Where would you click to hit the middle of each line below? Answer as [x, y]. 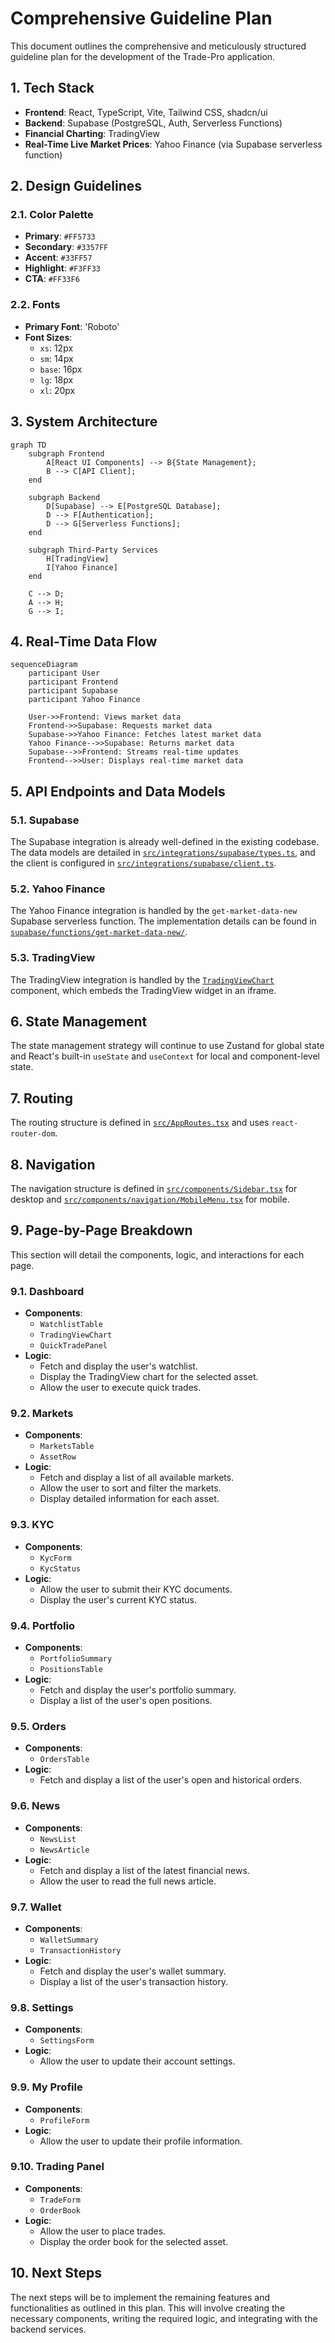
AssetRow [58, 1457]
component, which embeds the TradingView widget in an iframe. [143, 990]
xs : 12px [56, 348]
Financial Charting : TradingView [92, 133]
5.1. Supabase [45, 820]
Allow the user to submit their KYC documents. [136, 1589]
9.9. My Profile [46, 2087]
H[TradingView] [78, 558]
